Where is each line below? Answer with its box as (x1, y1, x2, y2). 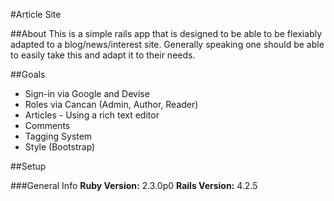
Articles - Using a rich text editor (24, 109, 160, 121)
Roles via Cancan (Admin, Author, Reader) (24, 99, 199, 110)
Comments (24, 120, 71, 131)
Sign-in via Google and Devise (24, 88, 150, 99)
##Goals (10, 69, 46, 80)
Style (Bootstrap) (24, 141, 96, 153)
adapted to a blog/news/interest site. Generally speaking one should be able (10, 39, 325, 50)
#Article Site (10, 9, 62, 20)
